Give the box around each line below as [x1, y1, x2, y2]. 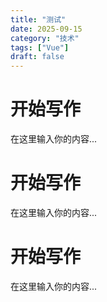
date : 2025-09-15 [10, 24, 83, 34]
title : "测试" [10, 14, 67, 25]
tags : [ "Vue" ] [10, 42, 70, 53]
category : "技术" [10, 33, 80, 43]
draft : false [10, 52, 65, 62]
